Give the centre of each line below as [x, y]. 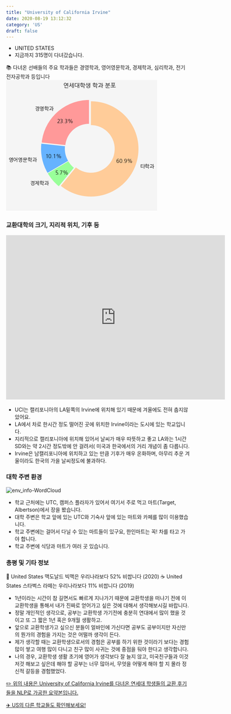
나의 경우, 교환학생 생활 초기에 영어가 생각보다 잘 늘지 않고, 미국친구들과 [96, 657]
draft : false [22, 31]
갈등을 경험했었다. [46, 671]
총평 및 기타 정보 [27, 563]
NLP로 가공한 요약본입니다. [48, 693]
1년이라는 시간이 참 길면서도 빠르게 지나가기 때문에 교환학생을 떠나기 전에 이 [100, 598]
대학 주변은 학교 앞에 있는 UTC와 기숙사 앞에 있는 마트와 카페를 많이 [91, 517]
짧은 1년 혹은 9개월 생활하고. [70, 620]
